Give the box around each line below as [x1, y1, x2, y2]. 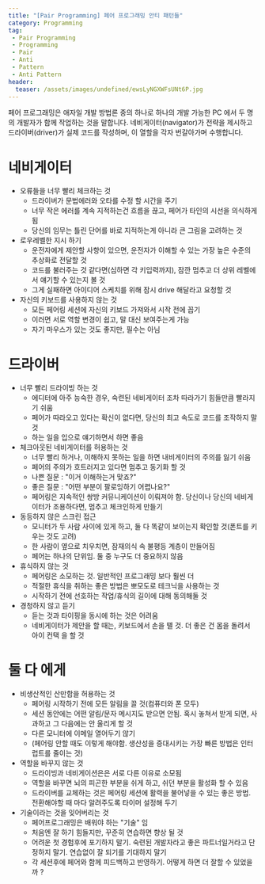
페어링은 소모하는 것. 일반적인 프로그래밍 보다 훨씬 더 [31, 571, 195, 581]
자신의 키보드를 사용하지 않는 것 [19, 295, 117, 305]
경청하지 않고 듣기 [19, 601, 75, 611]
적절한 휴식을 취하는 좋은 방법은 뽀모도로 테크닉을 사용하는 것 [31, 581, 220, 591]
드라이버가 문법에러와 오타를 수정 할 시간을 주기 [31, 196, 178, 206]
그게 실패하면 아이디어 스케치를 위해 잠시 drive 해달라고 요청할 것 [31, 285, 232, 295]
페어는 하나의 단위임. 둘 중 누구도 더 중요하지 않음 [31, 551, 184, 561]
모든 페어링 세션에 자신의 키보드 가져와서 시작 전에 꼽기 [31, 305, 201, 314]
